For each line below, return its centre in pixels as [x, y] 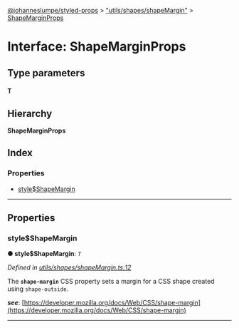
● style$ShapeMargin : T [44, 254]
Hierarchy [30, 113]
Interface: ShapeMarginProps [97, 47]
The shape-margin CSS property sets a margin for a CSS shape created [111, 282]
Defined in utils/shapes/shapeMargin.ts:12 [69, 267]
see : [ [16, 303]
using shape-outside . [38, 289]
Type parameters [46, 73]
